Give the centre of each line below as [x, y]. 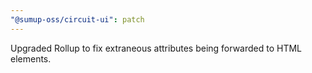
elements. [31, 58]
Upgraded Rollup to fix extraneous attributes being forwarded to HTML [156, 48]
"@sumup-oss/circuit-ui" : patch [77, 19]
